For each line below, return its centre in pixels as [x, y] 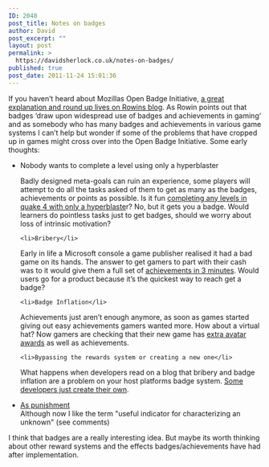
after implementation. [44, 454]
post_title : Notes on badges [57, 23]
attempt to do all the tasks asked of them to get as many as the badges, [139, 189]
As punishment [45, 405]
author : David [32, 31]
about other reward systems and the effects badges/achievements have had [134, 446]
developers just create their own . [74, 389]
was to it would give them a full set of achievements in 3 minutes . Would [139, 270]
